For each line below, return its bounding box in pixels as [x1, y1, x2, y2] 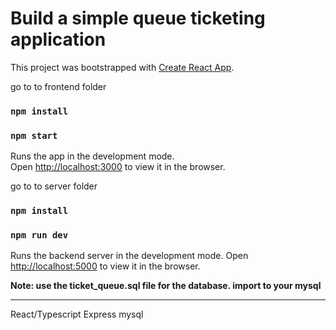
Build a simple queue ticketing [10, 7, 266, 30]
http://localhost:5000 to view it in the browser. [10, 260, 201, 272]
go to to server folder [10, 180, 98, 192]
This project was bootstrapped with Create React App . [10, 61, 235, 73]
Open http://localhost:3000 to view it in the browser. [10, 161, 226, 173]
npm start [10, 130, 58, 141]
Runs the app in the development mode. [10, 150, 175, 162]
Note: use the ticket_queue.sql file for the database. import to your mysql [10, 280, 322, 292]
